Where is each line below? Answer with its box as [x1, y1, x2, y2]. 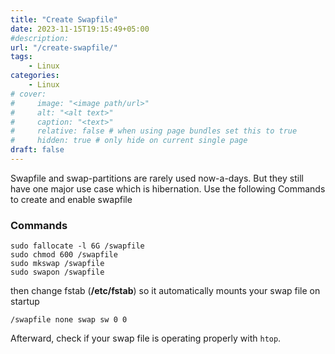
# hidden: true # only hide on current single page [10, 136, 248, 146]
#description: [10, 33, 70, 43]
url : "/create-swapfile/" [10, 42, 118, 53]
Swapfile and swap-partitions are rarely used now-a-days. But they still [10, 172, 304, 184]
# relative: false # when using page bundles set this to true [10, 126, 298, 136]
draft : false [10, 145, 65, 155]
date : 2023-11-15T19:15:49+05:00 [10, 24, 150, 34]
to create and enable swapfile [10, 193, 133, 205]
